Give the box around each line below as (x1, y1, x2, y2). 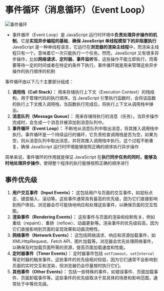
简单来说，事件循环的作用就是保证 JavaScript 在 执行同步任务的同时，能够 (5, 154, 153, 160)
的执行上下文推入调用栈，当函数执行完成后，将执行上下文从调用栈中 (12, 101, 149, 107)
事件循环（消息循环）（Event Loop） (5, 4, 150, 16)
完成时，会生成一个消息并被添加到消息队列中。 (12, 119, 106, 125)
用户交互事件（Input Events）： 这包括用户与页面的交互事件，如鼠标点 (12, 189, 153, 195)
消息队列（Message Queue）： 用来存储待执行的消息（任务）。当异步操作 (12, 113, 159, 119)
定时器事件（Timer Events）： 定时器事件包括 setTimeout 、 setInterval (12, 250, 155, 256)
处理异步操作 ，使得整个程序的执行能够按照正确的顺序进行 (13, 160, 129, 166)
